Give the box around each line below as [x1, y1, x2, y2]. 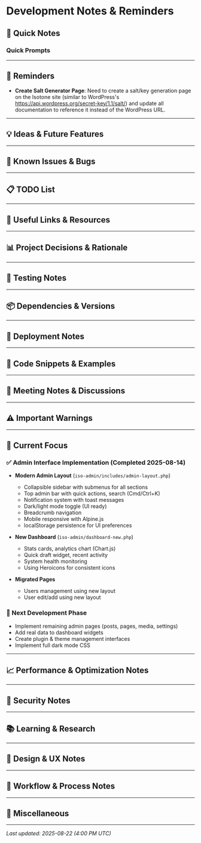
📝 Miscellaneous [6, 808, 69, 819]
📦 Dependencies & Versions [6, 301, 115, 311]
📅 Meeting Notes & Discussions [6, 386, 126, 396]
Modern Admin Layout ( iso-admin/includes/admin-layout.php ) [14, 472, 171, 479]
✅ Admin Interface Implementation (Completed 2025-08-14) [6, 458, 186, 466]
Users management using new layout [23, 588, 115, 595]
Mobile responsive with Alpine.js [23, 516, 104, 523]
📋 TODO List [6, 184, 55, 194]
